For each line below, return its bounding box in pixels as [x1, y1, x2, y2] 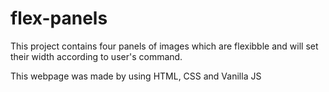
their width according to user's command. [10, 50, 183, 62]
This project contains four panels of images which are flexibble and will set [10, 40, 319, 52]
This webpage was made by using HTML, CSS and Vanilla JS [10, 70, 262, 82]
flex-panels [10, 7, 108, 30]
